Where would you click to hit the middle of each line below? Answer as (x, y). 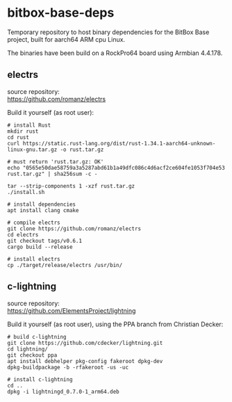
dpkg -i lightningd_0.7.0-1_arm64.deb (63, 392)
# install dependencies (42, 204)
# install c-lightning (40, 379)
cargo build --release (40, 247)
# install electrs (34, 259)
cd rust (18, 137)
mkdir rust (23, 131)
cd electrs (23, 234)
